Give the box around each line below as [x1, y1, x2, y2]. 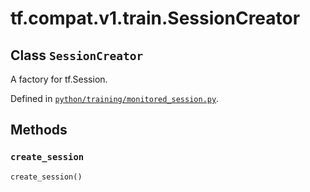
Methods [10, 122, 68, 139]
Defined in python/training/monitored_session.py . [10, 93, 220, 104]
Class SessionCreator [10, 47, 144, 64]
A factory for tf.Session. [10, 73, 108, 85]
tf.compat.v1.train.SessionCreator [10, 7, 301, 30]
